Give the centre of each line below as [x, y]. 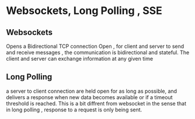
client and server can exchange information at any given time [80, 59]
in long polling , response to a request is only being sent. [74, 110]
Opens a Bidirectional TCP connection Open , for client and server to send [95, 46]
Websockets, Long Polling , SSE [84, 11]
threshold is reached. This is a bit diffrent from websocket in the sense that [96, 103]
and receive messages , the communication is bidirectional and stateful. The [98, 52]
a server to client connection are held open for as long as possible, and [91, 91]
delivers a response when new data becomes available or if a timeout [90, 97]
